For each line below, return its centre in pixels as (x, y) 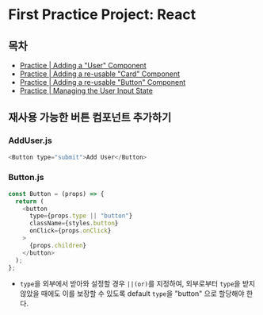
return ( (30, 201)
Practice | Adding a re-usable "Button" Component (103, 82)
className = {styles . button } (74, 224)
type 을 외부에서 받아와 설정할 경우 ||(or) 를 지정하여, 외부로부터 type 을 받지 (137, 284)
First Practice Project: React (102, 15)
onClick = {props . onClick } (70, 231)
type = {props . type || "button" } (81, 216)
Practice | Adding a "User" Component (83, 65)
